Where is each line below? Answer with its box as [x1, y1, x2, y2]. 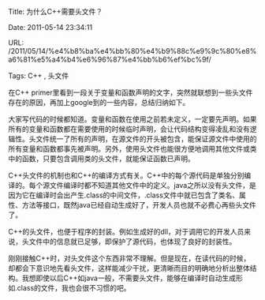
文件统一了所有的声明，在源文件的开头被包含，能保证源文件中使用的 [35, 134, 257, 144]
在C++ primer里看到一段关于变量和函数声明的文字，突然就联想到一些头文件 [8, 88, 253, 97]
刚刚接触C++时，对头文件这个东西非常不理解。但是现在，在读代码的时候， [8, 253, 251, 263]
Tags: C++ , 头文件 [8, 71, 69, 81]
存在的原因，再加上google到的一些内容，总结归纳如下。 [8, 98, 190, 107]
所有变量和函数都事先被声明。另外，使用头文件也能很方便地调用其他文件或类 [8, 144, 257, 153]
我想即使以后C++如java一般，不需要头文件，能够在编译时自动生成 [21, 273, 237, 283]
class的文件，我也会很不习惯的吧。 [17, 283, 132, 292]
